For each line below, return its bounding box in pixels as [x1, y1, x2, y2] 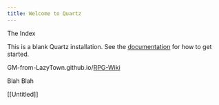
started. [7, 50, 30, 58]
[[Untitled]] [7, 90, 39, 98]
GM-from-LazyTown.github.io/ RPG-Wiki [7, 63, 121, 71]
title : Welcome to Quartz [7, 10, 81, 17]
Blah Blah [7, 77, 34, 85]
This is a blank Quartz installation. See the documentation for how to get [7, 42, 212, 50]
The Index [7, 29, 36, 37]
